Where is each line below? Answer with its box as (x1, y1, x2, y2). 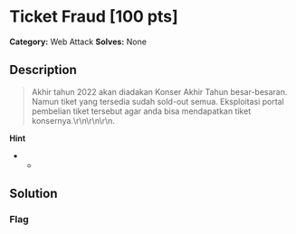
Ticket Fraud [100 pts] (9, 6, 178, 27)
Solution (9, 186, 58, 201)
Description (9, 62, 77, 78)
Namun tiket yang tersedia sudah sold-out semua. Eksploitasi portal (31, 96, 285, 107)
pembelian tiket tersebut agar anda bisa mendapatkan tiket (31, 106, 252, 117)
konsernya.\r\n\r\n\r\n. (31, 115, 116, 126)
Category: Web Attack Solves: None (9, 36, 148, 47)
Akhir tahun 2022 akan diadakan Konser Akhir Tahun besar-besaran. (31, 86, 288, 97)
